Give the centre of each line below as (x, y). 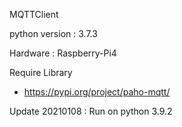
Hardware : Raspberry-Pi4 (63, 53)
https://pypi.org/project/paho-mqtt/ (97, 92)
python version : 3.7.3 (53, 33)
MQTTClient (34, 14)
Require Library (41, 72)
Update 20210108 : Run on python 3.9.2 (91, 111)
